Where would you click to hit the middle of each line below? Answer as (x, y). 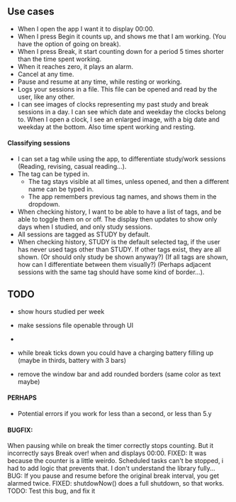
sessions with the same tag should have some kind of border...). (111, 272)
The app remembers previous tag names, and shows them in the (122, 197)
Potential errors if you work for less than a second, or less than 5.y (114, 414)
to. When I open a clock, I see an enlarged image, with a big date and (118, 119)
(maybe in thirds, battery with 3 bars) (72, 360)
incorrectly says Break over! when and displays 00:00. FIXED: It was (107, 453)
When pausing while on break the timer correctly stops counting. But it (111, 446)
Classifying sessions (39, 143)
